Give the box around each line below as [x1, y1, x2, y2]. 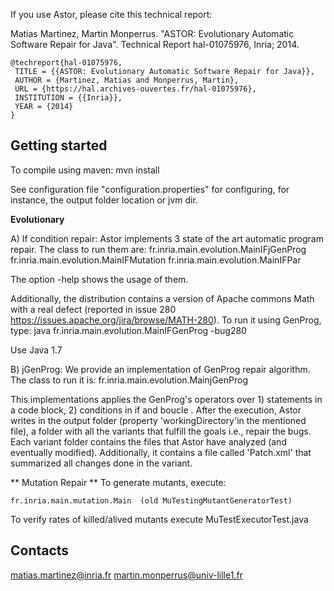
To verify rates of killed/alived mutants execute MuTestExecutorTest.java [10, 513, 309, 525]
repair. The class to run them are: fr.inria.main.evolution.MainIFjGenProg [10, 243, 307, 255]
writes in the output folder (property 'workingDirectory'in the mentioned [10, 414, 307, 426]
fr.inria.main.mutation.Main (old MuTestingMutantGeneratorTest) [10, 495, 293, 506]
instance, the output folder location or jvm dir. [10, 194, 198, 206]
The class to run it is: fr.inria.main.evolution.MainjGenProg [10, 374, 248, 386]
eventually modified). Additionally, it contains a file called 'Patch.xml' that [10, 446, 312, 458]
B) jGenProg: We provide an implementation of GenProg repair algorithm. [10, 363, 311, 375]
